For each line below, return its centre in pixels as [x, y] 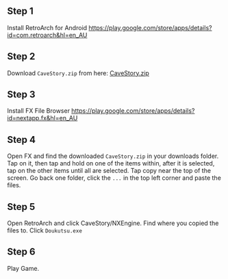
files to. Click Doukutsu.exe [45, 230]
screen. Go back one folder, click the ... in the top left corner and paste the [114, 178]
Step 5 [21, 207]
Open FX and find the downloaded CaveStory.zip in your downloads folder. [113, 156]
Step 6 [21, 252]
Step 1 [21, 11]
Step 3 [21, 95]
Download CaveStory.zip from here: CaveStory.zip [78, 73]
